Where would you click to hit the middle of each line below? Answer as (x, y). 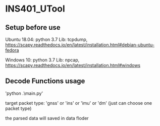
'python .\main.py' (24, 93)
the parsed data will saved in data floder (47, 118)
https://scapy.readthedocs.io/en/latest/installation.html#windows (73, 65)
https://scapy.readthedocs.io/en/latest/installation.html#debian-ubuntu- (80, 45)
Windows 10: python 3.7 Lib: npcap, (42, 60)
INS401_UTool (35, 9)
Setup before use (33, 27)
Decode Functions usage (45, 81)
